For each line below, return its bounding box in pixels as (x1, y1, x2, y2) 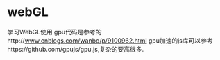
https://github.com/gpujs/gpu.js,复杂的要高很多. (7, 45, 144, 53)
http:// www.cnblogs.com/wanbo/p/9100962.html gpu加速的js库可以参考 (7, 36, 213, 45)
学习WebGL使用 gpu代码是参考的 (7, 28, 102, 36)
